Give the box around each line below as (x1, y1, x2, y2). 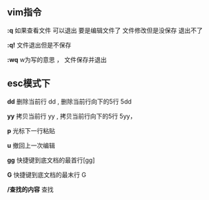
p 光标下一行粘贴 (7, 126, 55, 134)
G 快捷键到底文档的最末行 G (7, 170, 86, 179)
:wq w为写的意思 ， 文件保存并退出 (7, 55, 107, 63)
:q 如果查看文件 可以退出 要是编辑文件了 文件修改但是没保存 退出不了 (7, 26, 203, 34)
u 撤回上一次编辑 (7, 141, 55, 150)
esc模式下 (7, 78, 50, 90)
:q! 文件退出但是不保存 (7, 41, 72, 49)
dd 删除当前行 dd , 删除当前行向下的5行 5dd (7, 97, 132, 106)
